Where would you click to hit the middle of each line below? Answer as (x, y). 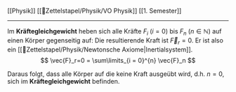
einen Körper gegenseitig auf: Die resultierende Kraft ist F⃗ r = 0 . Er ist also (115, 41)
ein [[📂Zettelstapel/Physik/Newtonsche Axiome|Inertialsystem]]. (100, 49)
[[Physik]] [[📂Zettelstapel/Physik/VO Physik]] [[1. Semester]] (94, 11)
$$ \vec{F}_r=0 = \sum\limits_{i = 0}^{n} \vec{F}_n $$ (118, 60)
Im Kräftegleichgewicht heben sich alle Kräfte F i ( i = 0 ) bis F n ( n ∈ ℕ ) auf (115, 32)
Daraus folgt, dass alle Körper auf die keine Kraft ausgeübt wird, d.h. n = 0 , (116, 74)
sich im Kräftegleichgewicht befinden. (64, 81)
